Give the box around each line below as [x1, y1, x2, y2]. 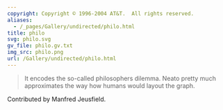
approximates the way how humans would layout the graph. [24, 81, 196, 90]
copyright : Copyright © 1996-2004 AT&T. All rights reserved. [7, 10, 195, 17]
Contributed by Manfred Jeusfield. [7, 95, 106, 103]
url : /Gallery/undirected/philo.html [7, 55, 117, 62]
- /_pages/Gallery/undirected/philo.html [13, 23, 135, 30]
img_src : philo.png [7, 49, 64, 56]
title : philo [7, 29, 45, 37]
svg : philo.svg [7, 36, 51, 43]
